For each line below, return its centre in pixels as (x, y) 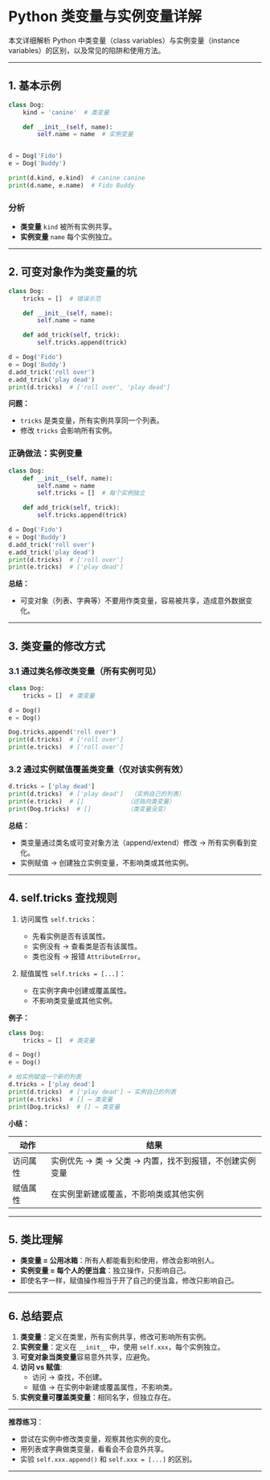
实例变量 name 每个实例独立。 (68, 237)
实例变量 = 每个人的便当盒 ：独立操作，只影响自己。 (105, 1271)
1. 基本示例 (35, 86)
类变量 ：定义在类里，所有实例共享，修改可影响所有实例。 (115, 1337)
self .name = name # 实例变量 (86, 134)
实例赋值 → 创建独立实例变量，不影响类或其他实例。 (106, 862)
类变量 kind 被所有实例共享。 (68, 227)
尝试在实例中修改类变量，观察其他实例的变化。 (97, 1439)
